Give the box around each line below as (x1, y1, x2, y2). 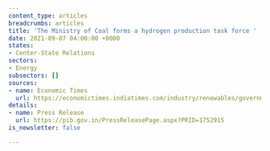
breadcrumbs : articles (8, 19, 84, 27)
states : (8, 42, 35, 50)
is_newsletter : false (8, 124, 81, 132)
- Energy (8, 64, 38, 72)
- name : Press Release (8, 109, 84, 117)
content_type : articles (8, 11, 88, 20)
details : (8, 101, 38, 109)
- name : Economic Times (8, 86, 88, 95)
